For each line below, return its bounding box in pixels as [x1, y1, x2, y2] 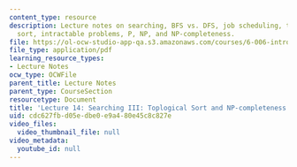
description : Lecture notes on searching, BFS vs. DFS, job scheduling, [9, 21, 283, 30]
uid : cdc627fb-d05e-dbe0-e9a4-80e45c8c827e [9, 111, 172, 120]
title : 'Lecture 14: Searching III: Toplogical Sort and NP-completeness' [9, 103, 291, 112]
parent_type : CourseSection [9, 87, 113, 95]
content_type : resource [9, 12, 97, 22]
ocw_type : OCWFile [9, 71, 77, 80]
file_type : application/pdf [9, 46, 113, 55]
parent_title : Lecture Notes [9, 79, 117, 87]
